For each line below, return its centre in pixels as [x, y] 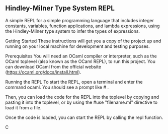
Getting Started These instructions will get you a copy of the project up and [83, 41]
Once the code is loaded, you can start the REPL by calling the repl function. [84, 117]
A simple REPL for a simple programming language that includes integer [80, 20]
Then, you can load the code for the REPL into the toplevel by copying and [82, 97]
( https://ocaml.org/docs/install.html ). [43, 72]
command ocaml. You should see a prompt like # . [57, 87]
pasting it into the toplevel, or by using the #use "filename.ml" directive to [81, 102]
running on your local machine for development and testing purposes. [77, 46]
